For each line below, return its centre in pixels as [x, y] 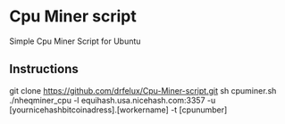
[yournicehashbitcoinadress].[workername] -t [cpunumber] [118, 110]
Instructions [44, 69]
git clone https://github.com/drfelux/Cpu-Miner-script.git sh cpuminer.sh [143, 90]
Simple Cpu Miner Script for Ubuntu [75, 41]
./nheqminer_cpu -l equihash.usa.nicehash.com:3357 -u [113, 100]
